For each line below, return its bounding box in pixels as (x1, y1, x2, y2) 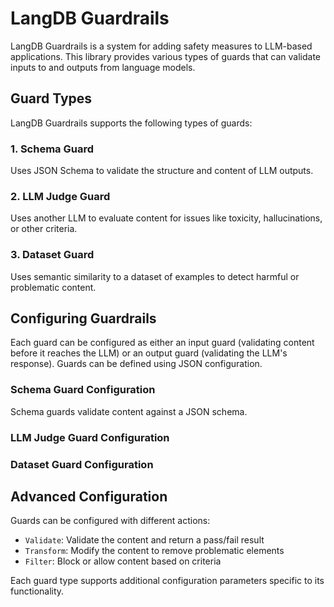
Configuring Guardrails (10, 310, 157, 327)
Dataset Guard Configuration (10, 457, 154, 471)
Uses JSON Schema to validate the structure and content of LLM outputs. (10, 165, 314, 177)
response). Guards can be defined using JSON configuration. (10, 358, 263, 370)
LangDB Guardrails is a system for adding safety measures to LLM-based (10, 40, 313, 52)
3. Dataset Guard (10, 248, 95, 262)
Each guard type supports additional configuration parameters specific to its (10, 575, 325, 587)
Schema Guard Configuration (10, 383, 156, 397)
